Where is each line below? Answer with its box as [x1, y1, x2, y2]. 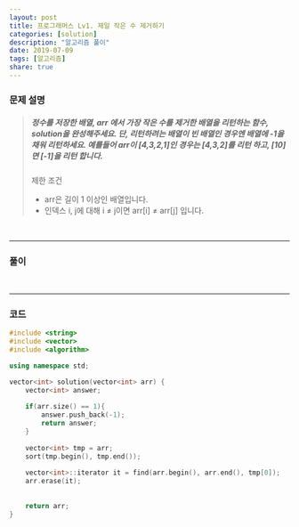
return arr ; [25, 501, 69, 510]
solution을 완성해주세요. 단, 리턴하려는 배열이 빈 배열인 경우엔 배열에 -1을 [30, 128, 285, 139]
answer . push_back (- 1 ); [41, 410, 125, 419]
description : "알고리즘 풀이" [9, 37, 110, 47]
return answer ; [41, 419, 98, 428]
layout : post [9, 12, 58, 22]
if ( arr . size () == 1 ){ [25, 402, 105, 411]
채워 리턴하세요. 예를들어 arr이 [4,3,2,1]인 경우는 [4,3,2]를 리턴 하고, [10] [30, 140, 287, 150]
